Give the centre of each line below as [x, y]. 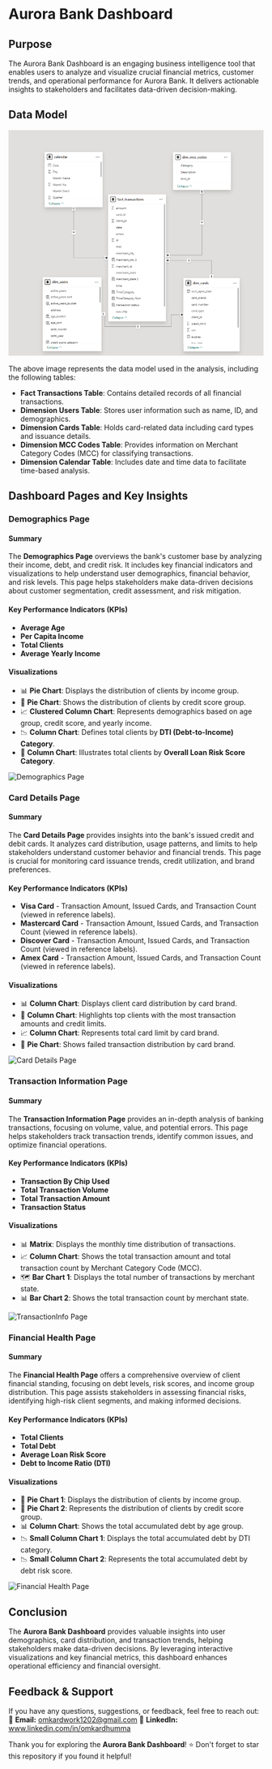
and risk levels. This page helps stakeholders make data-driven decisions [131, 582]
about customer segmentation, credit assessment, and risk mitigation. [125, 591]
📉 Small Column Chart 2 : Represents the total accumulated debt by [134, 1559]
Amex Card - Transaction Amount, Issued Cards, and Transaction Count [140, 958]
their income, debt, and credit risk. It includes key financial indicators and [131, 565]
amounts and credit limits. [63, 1024]
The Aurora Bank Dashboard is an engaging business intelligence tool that [132, 63]
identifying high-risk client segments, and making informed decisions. [125, 1401]
